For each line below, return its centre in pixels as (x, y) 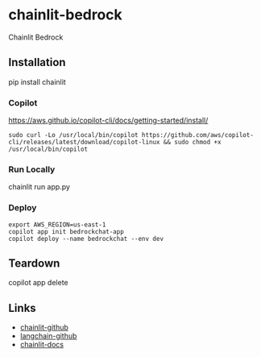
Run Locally (32, 169)
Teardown (34, 264)
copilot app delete (38, 283)
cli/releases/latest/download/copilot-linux (84, 143)
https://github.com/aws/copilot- (197, 135)
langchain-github (48, 336)
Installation (37, 62)
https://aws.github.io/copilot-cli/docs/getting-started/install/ (108, 120)
